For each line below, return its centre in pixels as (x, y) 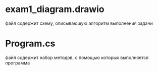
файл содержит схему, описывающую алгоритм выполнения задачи (79, 23)
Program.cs (30, 44)
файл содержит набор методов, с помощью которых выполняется (77, 57)
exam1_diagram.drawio (55, 9)
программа (18, 63)
